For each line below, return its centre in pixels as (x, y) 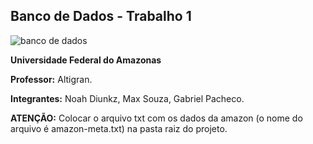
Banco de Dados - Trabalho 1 (101, 16)
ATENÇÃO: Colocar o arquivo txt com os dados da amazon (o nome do (156, 118)
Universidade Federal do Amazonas (86, 60)
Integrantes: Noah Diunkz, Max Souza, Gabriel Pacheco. (127, 98)
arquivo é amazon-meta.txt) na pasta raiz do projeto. (119, 128)
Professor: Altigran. (51, 79)
